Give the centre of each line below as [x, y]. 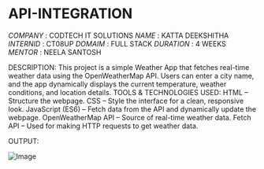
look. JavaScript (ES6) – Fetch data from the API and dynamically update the [132, 109]
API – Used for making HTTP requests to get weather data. [103, 126]
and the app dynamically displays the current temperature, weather [117, 84]
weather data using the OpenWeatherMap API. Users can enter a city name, [131, 75]
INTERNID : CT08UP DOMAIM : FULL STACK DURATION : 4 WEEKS [117, 43]
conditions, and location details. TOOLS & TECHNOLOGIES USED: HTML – [128, 92]
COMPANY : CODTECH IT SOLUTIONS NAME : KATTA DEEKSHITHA [119, 35]
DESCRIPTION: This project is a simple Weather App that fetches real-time [129, 67]
